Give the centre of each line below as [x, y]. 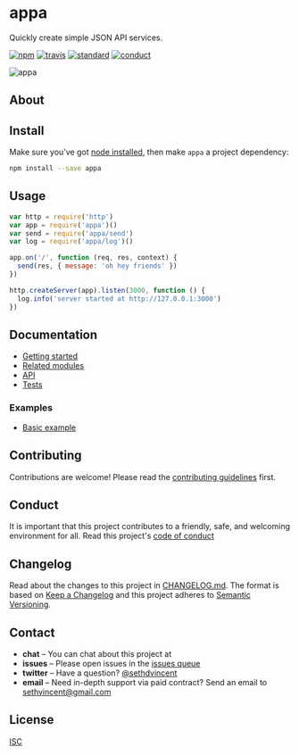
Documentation [54, 334]
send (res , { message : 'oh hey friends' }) [97, 266]
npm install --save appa [55, 169]
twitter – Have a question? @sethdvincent [100, 673]
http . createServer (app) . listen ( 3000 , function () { [107, 290]
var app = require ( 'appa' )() [63, 225]
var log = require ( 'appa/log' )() [71, 242]
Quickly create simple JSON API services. [86, 37]
